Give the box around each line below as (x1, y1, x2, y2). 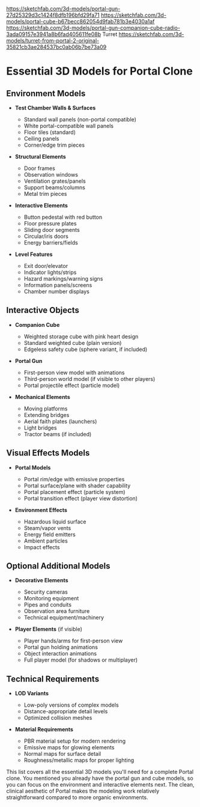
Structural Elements (14, 153, 66, 160)
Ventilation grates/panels (23, 177, 86, 184)
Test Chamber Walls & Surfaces (14, 105, 96, 111)
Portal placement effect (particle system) (23, 488, 126, 495)
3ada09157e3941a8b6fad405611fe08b (6, 31, 102, 38)
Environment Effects (14, 506, 68, 513)
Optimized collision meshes (23, 714, 92, 722)
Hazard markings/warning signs (23, 275, 103, 282)
